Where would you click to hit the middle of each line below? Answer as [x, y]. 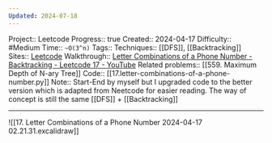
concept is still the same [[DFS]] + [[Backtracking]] [93, 99]
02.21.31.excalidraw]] [44, 131]
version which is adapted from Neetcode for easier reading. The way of [127, 90]
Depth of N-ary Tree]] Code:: [57, 73]
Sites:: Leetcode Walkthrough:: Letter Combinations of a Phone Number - [130, 56]
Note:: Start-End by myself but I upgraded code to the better [152, 82]
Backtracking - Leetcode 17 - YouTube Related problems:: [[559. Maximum [133, 65]
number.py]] [29, 82]
